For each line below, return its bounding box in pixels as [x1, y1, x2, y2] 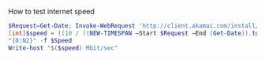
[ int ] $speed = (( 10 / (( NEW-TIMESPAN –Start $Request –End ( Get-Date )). [8, 29, 252, 37]
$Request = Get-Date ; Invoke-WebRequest [8, 22, 136, 30]
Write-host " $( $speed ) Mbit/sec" [8, 43, 118, 52]
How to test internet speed [8, 7, 95, 16]
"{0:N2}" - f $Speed [8, 36, 73, 44]
